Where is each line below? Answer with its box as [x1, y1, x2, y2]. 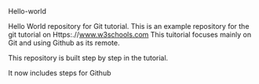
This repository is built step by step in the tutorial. [8, 54, 169, 62]
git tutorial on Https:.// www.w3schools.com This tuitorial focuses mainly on [8, 30, 252, 39]
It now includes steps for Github [8, 68, 111, 77]
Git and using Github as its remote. [8, 38, 120, 47]
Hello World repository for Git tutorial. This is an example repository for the [8, 22, 250, 30]
